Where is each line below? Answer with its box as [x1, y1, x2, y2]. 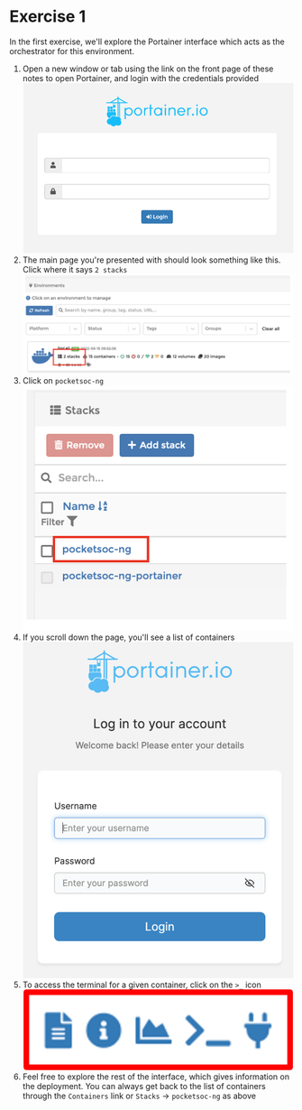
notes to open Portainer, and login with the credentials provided [22, 72, 260, 83]
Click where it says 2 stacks [22, 264, 128, 274]
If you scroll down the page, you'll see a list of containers [22, 632, 235, 643]
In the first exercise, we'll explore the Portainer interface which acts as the [9, 36, 286, 47]
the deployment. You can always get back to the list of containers [22, 1081, 266, 1092]
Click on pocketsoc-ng [22, 375, 104, 385]
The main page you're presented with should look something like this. [22, 254, 281, 265]
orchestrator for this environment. [9, 45, 135, 56]
